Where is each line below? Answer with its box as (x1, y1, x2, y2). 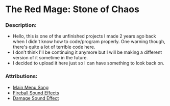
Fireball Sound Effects (12, 90, 60, 96)
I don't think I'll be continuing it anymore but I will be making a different (12, 49, 162, 55)
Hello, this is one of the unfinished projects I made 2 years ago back (12, 33, 156, 39)
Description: (5, 22, 37, 29)
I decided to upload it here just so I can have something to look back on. (12, 60, 164, 66)
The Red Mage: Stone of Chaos (5, 4, 139, 15)
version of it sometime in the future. (12, 55, 88, 61)
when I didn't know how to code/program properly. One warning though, (12, 39, 165, 45)
